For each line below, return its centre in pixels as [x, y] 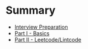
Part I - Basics [32, 33]
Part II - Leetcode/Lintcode [48, 39]
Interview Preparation [41, 27]
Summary [30, 10]
